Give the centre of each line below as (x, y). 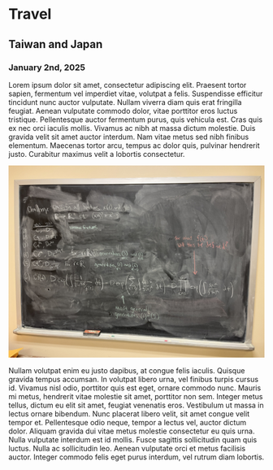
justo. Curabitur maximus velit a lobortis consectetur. (97, 154)
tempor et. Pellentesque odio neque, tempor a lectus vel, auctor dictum (128, 422)
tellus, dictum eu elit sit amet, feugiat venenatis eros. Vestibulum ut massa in (136, 405)
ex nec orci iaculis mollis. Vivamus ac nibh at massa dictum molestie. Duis (132, 128)
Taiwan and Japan (56, 44)
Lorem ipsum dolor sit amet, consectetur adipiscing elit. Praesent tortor (128, 85)
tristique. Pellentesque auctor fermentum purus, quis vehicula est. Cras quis (135, 120)
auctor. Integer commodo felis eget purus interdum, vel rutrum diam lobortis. (136, 457)
